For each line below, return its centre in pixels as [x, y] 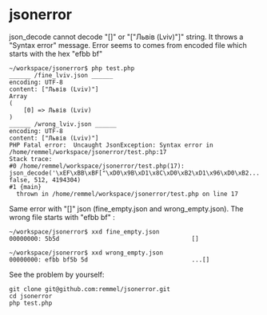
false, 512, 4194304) [45, 180]
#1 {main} [26, 187]
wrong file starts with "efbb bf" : [62, 217]
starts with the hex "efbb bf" [56, 53]
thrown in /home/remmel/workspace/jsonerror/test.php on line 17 [128, 194]
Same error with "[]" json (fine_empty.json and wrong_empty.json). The [126, 208]
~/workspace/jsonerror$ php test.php [72, 68]
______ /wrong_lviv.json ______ [63, 124]
